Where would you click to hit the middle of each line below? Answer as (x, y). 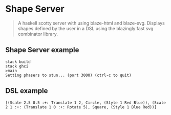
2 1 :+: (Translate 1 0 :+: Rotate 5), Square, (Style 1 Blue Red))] (81, 107)
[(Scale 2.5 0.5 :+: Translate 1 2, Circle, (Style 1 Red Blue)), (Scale (86, 103)
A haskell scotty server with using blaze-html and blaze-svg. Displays (91, 23)
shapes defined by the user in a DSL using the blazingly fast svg (85, 28)
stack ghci (17, 66)
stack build (18, 62)
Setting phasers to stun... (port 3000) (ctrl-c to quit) (68, 75)
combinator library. (38, 34)
